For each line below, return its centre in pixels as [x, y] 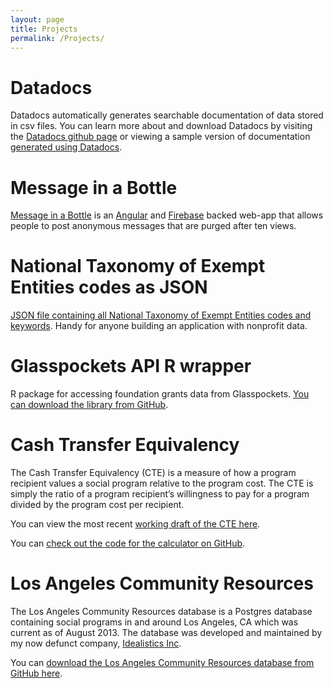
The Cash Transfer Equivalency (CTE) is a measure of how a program [153, 473]
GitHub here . [36, 673]
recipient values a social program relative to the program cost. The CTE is [162, 483]
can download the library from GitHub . [89, 405]
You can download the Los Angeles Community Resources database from [162, 662]
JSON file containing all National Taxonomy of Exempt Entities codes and [161, 315]
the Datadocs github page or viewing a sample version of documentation [160, 137]
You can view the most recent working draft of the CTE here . [135, 524]
